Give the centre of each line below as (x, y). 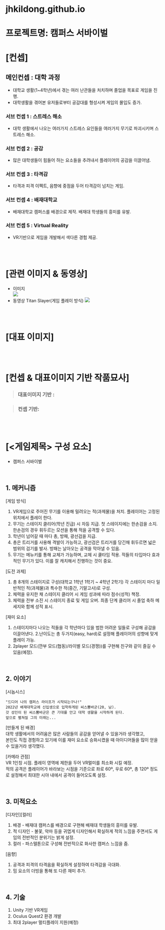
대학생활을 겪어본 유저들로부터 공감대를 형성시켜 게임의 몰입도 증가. (77, 103)
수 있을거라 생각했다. (25, 746)
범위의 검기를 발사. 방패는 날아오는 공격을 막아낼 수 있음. (66, 548)
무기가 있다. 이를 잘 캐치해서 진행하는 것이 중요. (67, 561)
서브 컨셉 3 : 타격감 (27, 174)
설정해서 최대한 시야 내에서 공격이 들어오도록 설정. (59, 775)
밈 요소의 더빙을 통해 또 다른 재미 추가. (49, 871)
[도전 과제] (16, 571)
